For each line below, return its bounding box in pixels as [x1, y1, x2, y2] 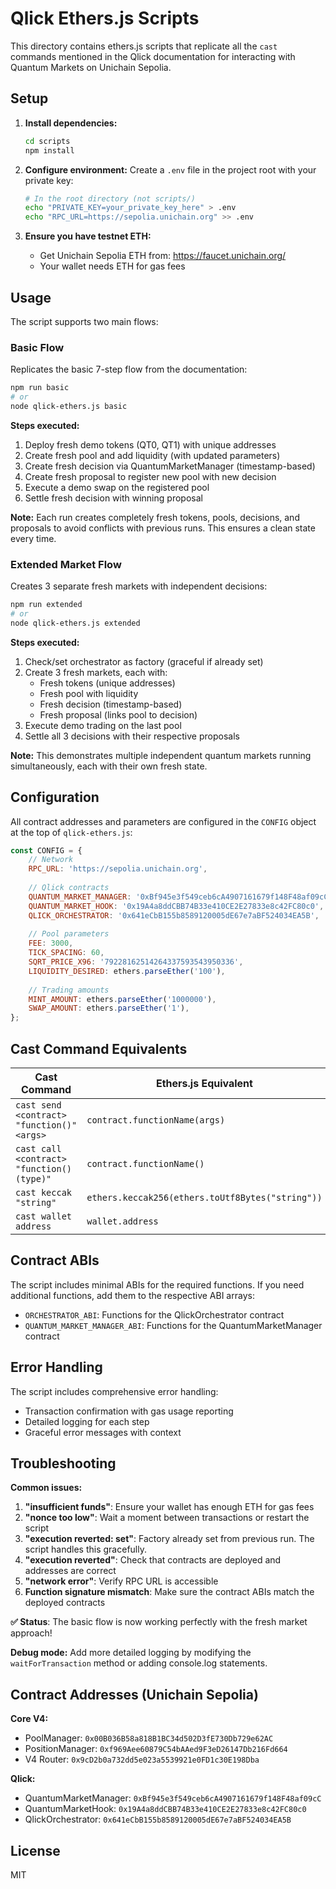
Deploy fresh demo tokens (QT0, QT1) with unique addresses [24, 438, 277, 451]
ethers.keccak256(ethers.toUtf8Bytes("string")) [86, 1192, 323, 1204]
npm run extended [10, 600, 83, 610]
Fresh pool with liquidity [39, 687, 139, 699]
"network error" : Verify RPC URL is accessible [24, 1575, 219, 1587]
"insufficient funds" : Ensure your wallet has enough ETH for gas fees [24, 1501, 315, 1513]
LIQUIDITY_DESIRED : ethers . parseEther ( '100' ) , [28, 966, 226, 976]
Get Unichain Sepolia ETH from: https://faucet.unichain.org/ [39, 250, 287, 262]
